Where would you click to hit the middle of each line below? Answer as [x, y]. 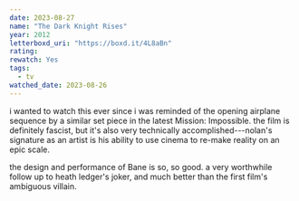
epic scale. [30, 149]
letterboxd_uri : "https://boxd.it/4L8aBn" [91, 43]
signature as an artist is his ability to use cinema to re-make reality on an [145, 139]
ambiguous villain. [43, 186]
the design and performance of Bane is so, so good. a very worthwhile [141, 167]
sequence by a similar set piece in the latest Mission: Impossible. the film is [149, 120]
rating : [24, 52]
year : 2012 [30, 34]
